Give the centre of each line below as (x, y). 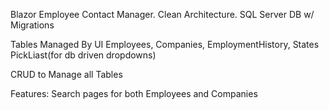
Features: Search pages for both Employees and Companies (134, 93)
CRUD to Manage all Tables (66, 74)
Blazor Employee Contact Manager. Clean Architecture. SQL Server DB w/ (162, 14)
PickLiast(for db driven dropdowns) (83, 55)
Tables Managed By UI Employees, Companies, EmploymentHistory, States (165, 44)
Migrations (32, 25)
